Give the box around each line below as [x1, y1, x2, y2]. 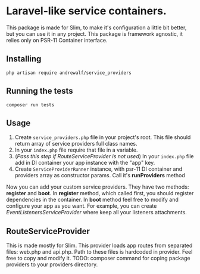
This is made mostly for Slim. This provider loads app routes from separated [6, 242, 193, 249]
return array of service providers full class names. [14, 140, 137, 147]
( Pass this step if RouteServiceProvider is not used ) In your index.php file [14, 153, 194, 160]
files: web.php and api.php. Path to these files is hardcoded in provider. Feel [6, 248, 193, 255]
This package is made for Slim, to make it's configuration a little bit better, [6, 24, 187, 31]
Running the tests [6, 86, 73, 96]
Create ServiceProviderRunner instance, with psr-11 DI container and [14, 165, 183, 173]
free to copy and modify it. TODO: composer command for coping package [6, 255, 190, 262]
